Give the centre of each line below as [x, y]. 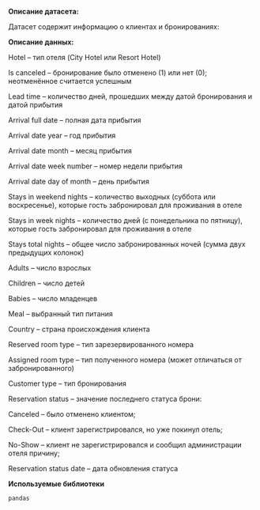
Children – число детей [47, 283]
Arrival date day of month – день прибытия [79, 181]
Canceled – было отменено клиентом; [72, 414]
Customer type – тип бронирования [67, 383]
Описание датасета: [43, 11]
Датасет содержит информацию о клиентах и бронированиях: [114, 26]
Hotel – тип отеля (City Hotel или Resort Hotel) [85, 57]
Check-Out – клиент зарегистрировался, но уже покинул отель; [115, 429]
